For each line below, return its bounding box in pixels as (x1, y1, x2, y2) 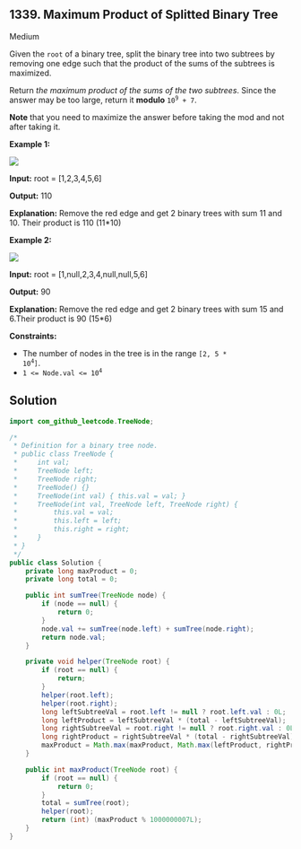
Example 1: (9, 138, 51, 149)
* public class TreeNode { (13, 450, 115, 459)
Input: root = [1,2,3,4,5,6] (9, 172, 102, 183)
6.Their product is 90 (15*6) (9, 313, 113, 324)
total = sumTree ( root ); (41, 799, 130, 808)
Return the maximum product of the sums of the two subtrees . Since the (9, 84, 277, 95)
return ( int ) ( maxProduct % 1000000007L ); (41, 816, 202, 825)
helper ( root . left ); (41, 690, 115, 699)
